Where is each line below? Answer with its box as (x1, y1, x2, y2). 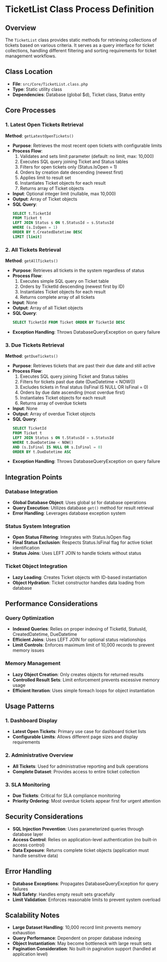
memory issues (12, 648, 45, 654)
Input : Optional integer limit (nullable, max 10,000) (12, 190, 116, 197)
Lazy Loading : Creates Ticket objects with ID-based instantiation (12, 574, 147, 580)
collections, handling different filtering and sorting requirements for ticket (5, 48, 157, 53)
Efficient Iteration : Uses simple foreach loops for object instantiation (12, 687, 155, 693)
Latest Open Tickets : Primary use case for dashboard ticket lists (12, 729, 146, 735)
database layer (12, 831, 44, 837)
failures (12, 886, 29, 892)
